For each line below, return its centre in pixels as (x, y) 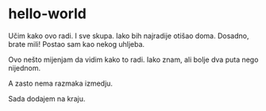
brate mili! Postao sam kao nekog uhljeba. (77, 44)
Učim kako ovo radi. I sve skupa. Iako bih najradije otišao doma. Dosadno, (129, 36)
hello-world (48, 14)
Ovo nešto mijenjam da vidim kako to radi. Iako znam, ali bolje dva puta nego (133, 59)
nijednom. (25, 67)
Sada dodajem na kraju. (47, 98)
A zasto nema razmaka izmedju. (61, 83)
